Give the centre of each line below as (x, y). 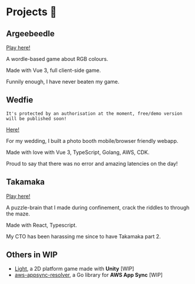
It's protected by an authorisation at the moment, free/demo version (94, 114)
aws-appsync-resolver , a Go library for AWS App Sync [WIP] (89, 275)
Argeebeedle (30, 34)
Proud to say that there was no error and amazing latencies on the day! (92, 163)
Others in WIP (32, 255)
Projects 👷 (31, 12)
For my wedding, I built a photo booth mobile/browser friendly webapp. (92, 141)
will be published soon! (36, 119)
